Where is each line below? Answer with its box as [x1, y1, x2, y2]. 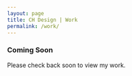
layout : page [7, 10, 44, 17]
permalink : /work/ [7, 23, 60, 29]
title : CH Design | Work [7, 16, 78, 23]
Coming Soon [7, 45, 53, 55]
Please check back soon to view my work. [7, 61, 126, 69]
